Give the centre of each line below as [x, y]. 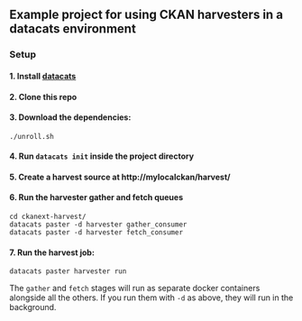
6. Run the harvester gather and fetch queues [96, 197]
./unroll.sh [32, 136]
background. [33, 307]
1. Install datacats [43, 76]
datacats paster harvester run [68, 271]
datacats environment [73, 29]
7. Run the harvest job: [52, 252]
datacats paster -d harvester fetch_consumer [96, 233]
